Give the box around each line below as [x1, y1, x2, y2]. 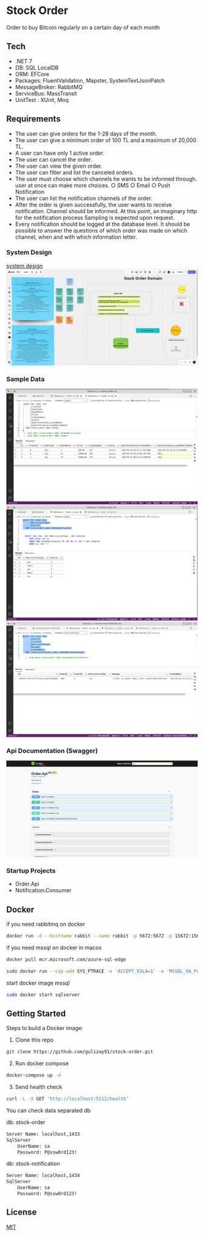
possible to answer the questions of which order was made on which [15, 227, 188, 234]
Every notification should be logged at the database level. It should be [15, 220, 190, 228]
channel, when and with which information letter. [15, 233, 137, 241]
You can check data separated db [6, 1107, 91, 1114]
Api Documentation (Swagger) [6, 746, 98, 755]
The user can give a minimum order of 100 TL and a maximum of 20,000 [15, 136, 197, 143]
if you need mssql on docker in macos [6, 944, 102, 951]
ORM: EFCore [15, 70, 50, 78]
